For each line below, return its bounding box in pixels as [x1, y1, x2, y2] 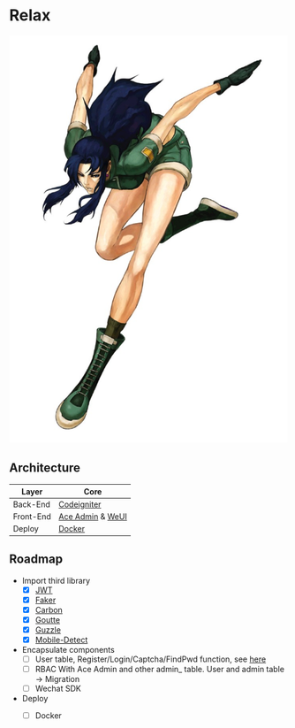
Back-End [12, 499, 51, 510]
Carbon [34, 604, 64, 615]
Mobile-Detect [34, 634, 88, 645]
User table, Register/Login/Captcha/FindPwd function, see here [34, 654, 267, 664]
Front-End [12, 511, 51, 522]
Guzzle [34, 625, 62, 635]
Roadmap [9, 552, 64, 567]
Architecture [9, 460, 81, 475]
